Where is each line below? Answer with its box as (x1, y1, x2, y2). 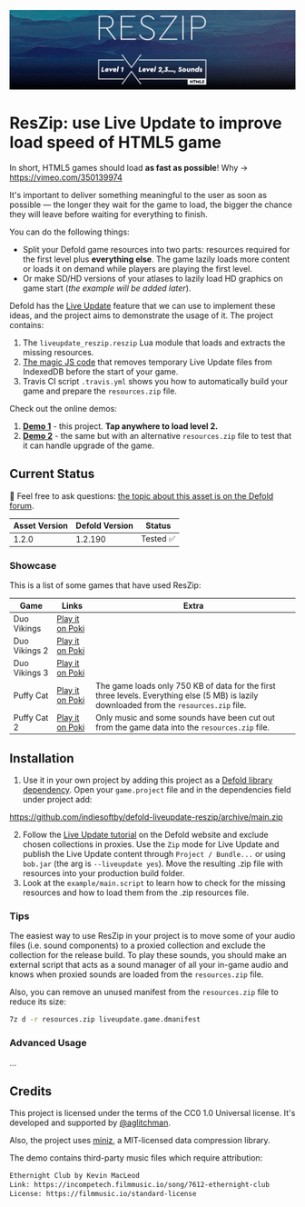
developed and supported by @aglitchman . (9, 1117, 171, 1128)
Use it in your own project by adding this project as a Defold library (22, 774, 273, 786)
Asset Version (13, 520, 68, 532)
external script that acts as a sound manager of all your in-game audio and (9, 960, 289, 971)
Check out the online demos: (9, 403, 118, 414)
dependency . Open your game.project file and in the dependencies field (22, 784, 292, 795)
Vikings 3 (13, 667, 49, 678)
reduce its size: (9, 996, 66, 1007)
